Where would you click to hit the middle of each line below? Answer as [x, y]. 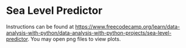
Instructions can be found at [40, 27]
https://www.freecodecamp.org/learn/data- [128, 27]
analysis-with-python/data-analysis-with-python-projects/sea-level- [89, 32]
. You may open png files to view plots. [74, 39]
